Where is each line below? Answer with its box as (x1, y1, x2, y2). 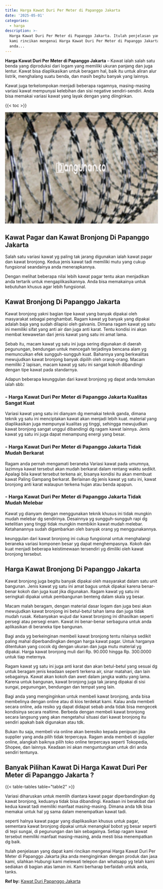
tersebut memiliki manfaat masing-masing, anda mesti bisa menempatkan (5, 834, 153, 839)
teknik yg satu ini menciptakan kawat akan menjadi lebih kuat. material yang (5, 416, 157, 422)
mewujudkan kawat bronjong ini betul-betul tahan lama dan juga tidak (5, 608, 145, 614)
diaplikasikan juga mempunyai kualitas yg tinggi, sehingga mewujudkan (5, 421, 148, 427)
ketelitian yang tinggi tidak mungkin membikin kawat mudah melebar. (5, 521, 143, 526)
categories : (5, 18, 29, 23)
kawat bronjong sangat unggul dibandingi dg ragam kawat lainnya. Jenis (5, 426, 150, 432)
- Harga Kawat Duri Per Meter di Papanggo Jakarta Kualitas (5, 393, 147, 400)
